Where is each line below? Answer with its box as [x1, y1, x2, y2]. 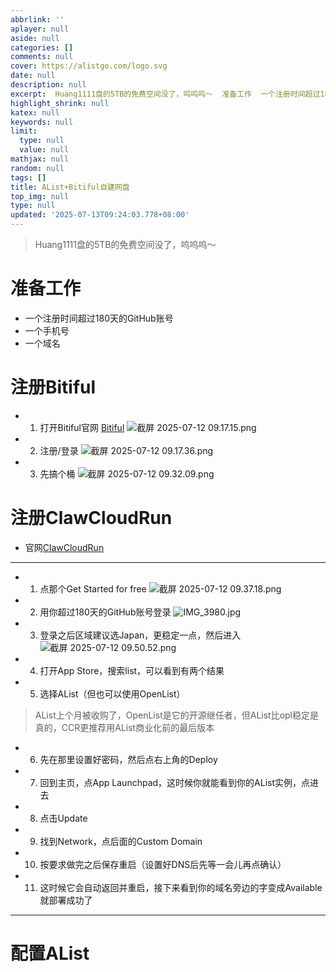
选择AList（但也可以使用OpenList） [39, 687, 186, 700]
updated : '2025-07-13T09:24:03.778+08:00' [10, 210, 190, 220]
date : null [10, 71, 56, 81]
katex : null [10, 107, 60, 118]
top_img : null [10, 191, 70, 201]
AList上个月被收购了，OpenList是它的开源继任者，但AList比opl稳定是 [34, 709, 320, 721]
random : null [10, 163, 65, 173]
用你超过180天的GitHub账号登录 [39, 606, 172, 618]
